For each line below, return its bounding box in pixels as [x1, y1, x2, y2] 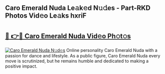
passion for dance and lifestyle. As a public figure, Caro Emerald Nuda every [5, 53, 161, 58]
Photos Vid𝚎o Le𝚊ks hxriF [5, 12, 87, 20]
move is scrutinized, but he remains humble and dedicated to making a [5, 58, 149, 64]
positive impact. [5, 63, 38, 69]
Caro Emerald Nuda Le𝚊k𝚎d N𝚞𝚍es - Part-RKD [5, 4, 151, 12]
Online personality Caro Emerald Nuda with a [66, 48, 158, 53]
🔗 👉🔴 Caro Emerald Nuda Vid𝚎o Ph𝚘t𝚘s [5, 32, 132, 40]
